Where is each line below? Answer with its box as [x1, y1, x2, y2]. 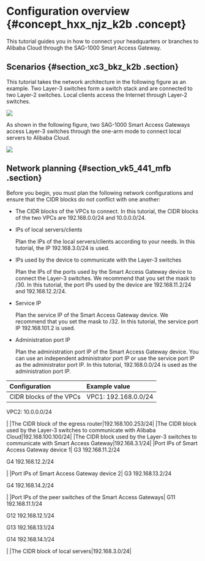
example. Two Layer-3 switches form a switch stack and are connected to [6, 85, 193, 92]
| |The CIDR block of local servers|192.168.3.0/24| [6, 547, 132, 555]
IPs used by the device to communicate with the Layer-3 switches [15, 256, 182, 263]
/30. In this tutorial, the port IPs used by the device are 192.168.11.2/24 [15, 280, 192, 288]
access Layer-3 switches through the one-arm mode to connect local [6, 127, 182, 135]
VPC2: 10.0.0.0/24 [6, 408, 52, 415]
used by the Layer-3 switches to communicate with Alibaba [6, 426, 156, 434]
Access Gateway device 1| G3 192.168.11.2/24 [6, 446, 121, 453]
